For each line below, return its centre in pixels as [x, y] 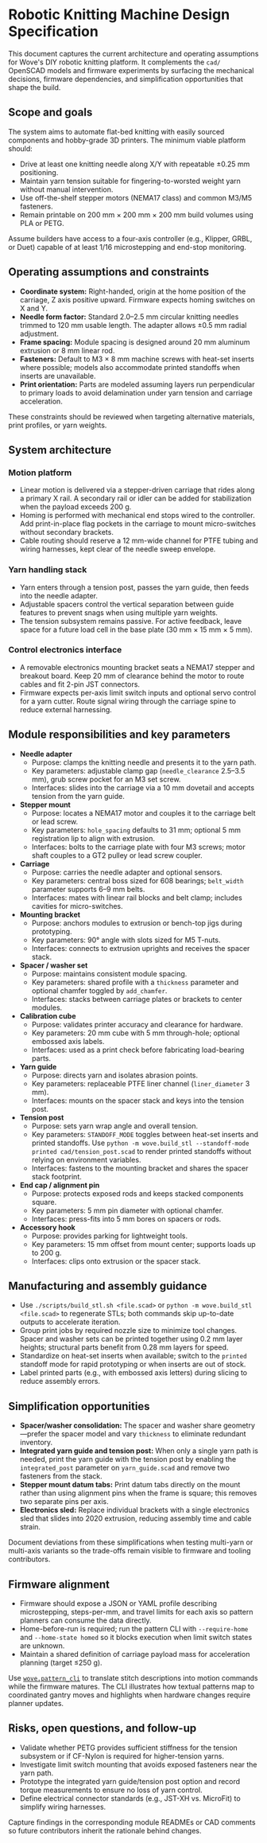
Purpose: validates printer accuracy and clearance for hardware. [137, 1024]
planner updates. [36, 1704]
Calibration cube [48, 1015]
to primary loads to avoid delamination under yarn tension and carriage [136, 392]
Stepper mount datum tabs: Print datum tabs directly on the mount [130, 1485]
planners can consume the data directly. [86, 1620]
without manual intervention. [66, 189]
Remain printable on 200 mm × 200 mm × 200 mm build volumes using [136, 214]
